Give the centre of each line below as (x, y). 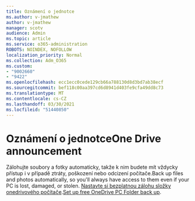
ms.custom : (19, 66)
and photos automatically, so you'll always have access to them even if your (97, 180)
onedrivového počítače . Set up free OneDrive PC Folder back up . (84, 192)
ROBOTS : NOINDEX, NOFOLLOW (39, 50)
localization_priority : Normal (44, 55)
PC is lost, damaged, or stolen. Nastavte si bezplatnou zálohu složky (89, 186)
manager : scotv (25, 28)
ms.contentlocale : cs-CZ (36, 98)
